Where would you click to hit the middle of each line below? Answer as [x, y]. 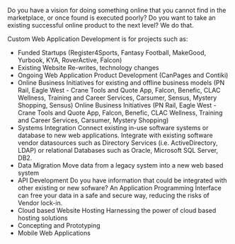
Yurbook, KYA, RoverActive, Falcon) [70, 60]
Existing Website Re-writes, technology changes [88, 68]
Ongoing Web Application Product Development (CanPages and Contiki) [123, 75]
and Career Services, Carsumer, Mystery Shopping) [93, 120]
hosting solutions [43, 218]
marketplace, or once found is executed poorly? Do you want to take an [111, 18]
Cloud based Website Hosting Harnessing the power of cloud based [117, 210]
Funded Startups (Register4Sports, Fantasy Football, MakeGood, [112, 53]
